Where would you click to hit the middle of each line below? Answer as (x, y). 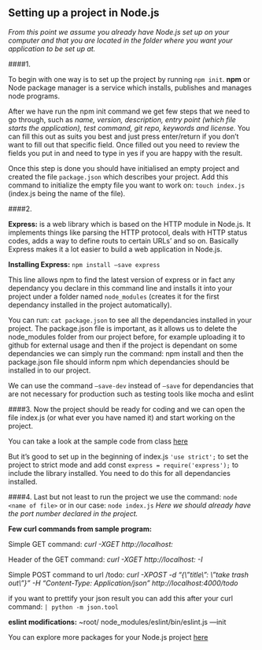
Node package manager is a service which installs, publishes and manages (130, 87)
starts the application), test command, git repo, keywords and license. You (129, 128)
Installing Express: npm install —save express (84, 264)
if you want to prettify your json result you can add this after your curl (121, 598)
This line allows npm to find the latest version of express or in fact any (122, 280)
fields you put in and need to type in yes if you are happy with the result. (125, 153)
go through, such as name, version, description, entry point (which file (122, 119)
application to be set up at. (52, 48)
